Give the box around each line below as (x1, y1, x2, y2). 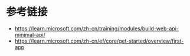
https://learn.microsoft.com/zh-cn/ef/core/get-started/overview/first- (14, 37, 184, 44)
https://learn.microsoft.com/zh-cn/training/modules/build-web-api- (14, 24, 179, 32)
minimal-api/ (14, 31, 45, 38)
